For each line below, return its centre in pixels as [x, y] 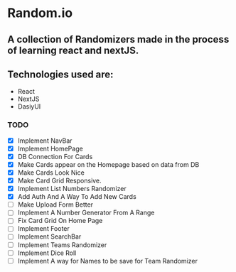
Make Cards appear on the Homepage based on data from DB [108, 164]
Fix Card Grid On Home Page [60, 221]
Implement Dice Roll [47, 253]
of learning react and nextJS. [73, 50]
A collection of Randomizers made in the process [118, 39]
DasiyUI [29, 107]
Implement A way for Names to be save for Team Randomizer [107, 261]
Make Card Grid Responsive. [59, 180]
